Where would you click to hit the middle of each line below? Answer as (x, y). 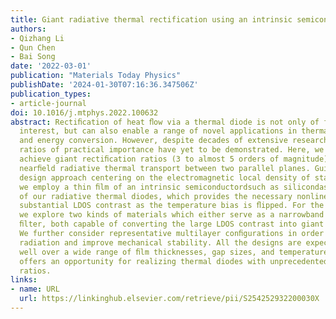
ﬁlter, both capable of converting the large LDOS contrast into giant (172, 224)
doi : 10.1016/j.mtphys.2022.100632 (84, 112)
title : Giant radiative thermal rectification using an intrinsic (151, 19)
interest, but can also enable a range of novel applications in (158, 131)
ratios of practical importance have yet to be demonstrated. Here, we (172, 150)
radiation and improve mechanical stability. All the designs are (160, 242)
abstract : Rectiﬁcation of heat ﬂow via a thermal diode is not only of (165, 122)
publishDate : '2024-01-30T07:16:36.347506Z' (104, 85)
